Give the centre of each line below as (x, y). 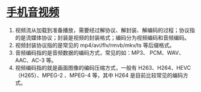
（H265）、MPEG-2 (39, 75)
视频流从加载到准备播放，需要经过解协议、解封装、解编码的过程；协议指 (105, 30)
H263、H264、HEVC (164, 67)
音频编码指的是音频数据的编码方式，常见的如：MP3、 (82, 52)
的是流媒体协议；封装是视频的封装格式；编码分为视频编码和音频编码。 (102, 37)
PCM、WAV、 (167, 52)
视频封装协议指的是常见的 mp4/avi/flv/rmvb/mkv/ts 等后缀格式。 (95, 45)
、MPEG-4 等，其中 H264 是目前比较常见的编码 (124, 75)
